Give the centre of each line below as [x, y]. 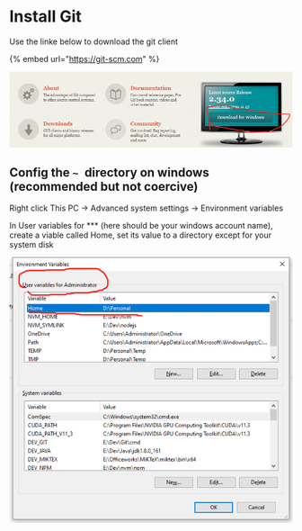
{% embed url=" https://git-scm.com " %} [84, 58]
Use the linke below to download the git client [93, 41]
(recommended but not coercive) [104, 186]
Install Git [46, 17]
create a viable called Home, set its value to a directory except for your [141, 235]
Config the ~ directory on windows [109, 172]
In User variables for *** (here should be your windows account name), [141, 226]
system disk [31, 245]
